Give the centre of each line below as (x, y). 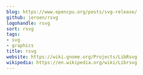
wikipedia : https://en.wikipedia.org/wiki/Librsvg (72, 62)
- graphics (20, 46)
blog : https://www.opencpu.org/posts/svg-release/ (72, 12)
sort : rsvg (20, 29)
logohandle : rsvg (28, 23)
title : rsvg (21, 51)
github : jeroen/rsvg (33, 18)
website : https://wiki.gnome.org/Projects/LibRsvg (72, 57)
